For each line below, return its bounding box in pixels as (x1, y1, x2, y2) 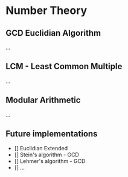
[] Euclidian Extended (14, 145, 68, 152)
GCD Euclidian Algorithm (5, 28, 101, 38)
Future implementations (5, 129, 98, 139)
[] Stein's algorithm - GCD (14, 151, 79, 158)
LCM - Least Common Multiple (5, 61, 123, 72)
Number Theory (5, 4, 88, 18)
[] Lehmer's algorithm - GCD (14, 158, 86, 165)
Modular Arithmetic (5, 95, 81, 105)
